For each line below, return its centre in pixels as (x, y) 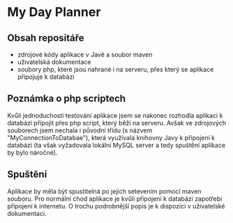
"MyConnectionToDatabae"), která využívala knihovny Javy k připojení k (111, 137)
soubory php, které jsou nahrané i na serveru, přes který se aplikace (115, 69)
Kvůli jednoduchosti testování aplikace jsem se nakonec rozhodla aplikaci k (115, 115)
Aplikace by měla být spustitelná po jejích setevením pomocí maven (104, 191)
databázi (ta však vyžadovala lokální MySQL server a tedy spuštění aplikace (116, 145)
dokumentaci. (27, 213)
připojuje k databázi (46, 77)
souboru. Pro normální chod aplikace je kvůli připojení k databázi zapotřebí (115, 199)
